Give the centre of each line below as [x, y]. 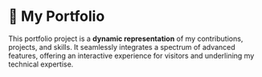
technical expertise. [41, 64]
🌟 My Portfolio [57, 16]
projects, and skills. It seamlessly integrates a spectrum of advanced [122, 47]
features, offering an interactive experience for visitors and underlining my [131, 55]
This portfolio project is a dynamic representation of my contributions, [126, 38]
